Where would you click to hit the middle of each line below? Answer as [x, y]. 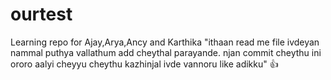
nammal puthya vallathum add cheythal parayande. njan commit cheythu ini [166, 52]
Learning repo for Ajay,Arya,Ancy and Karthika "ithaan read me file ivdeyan [165, 42]
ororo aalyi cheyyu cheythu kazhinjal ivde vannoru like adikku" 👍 [144, 64]
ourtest [41, 14]
